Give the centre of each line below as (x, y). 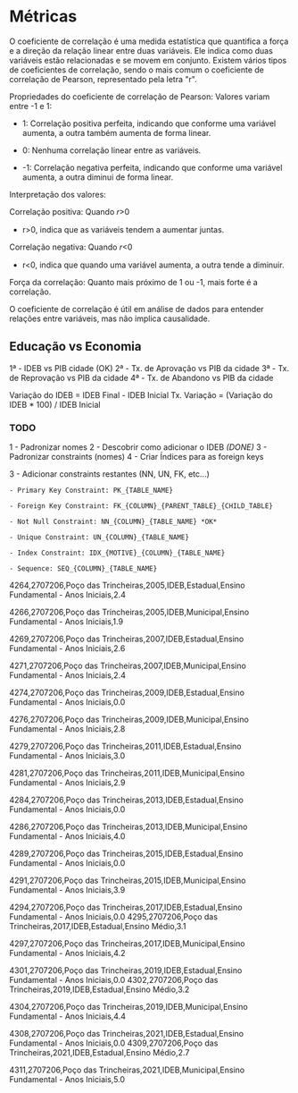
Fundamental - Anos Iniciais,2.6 (67, 648)
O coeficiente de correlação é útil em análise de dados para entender (137, 309)
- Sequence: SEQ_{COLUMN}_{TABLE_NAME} (83, 569)
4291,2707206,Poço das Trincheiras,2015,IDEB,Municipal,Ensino (128, 881)
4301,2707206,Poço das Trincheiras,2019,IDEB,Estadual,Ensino (126, 970)
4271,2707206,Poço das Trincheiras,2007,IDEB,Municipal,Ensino (128, 666)
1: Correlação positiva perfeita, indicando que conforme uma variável (149, 123)
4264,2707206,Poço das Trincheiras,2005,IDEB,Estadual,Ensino (127, 585)
